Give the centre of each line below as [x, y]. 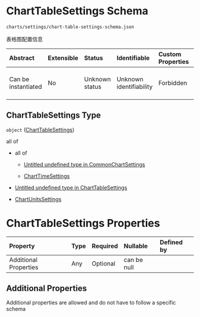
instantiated [26, 87]
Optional [104, 263]
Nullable [136, 246]
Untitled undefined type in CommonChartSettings [84, 164]
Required [105, 246]
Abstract [22, 58]
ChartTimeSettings [47, 176]
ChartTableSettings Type [54, 116]
